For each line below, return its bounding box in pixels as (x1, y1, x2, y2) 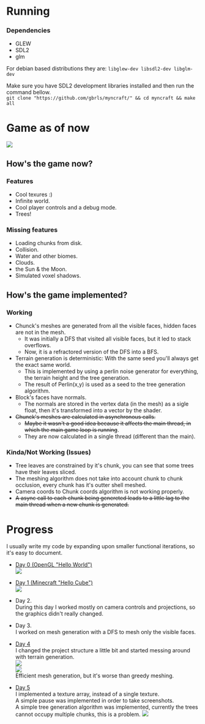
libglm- (173, 66, 193, 72)
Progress (6, 522, 54, 537)
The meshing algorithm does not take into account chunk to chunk (15, 475, 183, 482)
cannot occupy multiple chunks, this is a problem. (15, 711, 141, 718)
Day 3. (15, 622, 32, 629)
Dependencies (6, 26, 51, 35)
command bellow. (6, 89, 51, 96)
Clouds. (15, 259, 35, 266)
